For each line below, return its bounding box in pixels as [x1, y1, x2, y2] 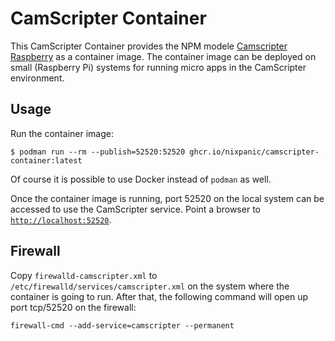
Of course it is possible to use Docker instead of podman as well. [10, 173, 272, 185]
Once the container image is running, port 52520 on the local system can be [10, 192, 325, 204]
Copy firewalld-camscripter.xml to [10, 269, 158, 281]
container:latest [10, 155, 83, 166]
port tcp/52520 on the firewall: [10, 301, 137, 313]
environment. [10, 72, 65, 84]
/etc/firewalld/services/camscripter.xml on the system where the [10, 280, 290, 292]
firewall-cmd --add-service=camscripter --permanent [10, 320, 235, 331]
